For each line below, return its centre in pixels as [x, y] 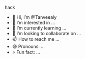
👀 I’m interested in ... [34, 23]
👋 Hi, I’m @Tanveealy [34, 17]
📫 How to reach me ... [36, 39]
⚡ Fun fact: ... [26, 52]
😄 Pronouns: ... [28, 46]
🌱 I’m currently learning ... [39, 28]
